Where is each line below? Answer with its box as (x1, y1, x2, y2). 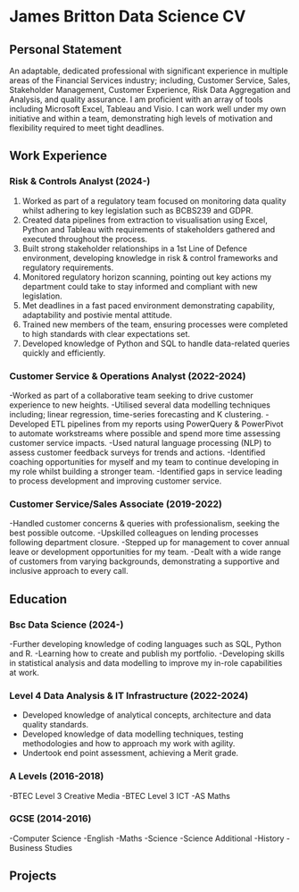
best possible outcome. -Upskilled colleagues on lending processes (9, 527, 259, 538)
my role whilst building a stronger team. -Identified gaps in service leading (9, 466, 283, 476)
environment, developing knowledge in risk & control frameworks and (21, 252, 278, 263)
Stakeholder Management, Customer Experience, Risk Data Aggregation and (9, 85, 291, 95)
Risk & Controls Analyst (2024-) (9, 175, 151, 188)
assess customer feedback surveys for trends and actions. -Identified (9, 447, 266, 458)
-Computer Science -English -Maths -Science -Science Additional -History (9, 833, 285, 844)
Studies (44, 842, 73, 853)
